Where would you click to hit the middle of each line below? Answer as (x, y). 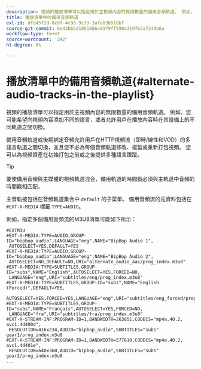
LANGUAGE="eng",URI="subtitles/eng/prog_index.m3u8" (76, 277)
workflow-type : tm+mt (33, 34)
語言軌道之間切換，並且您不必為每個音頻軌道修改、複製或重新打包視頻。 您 (99, 147)
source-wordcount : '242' (37, 39)
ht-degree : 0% (24, 45)
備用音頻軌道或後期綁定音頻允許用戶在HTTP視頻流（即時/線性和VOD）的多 (98, 139)
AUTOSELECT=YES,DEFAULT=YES (44, 246)
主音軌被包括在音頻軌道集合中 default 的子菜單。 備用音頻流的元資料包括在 (99, 199)
